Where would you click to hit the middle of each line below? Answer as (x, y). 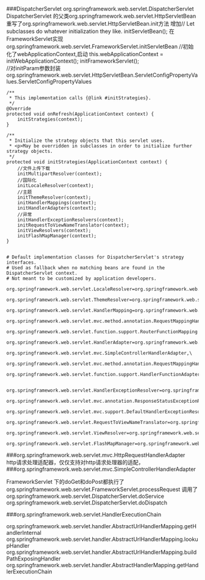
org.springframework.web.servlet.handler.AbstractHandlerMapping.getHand (103, 565)
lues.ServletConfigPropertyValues (49, 81)
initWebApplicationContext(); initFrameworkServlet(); (73, 61)
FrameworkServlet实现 (35, 39)
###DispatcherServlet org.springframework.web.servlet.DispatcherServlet (100, 9)
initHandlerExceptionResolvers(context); (70, 220)
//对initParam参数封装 (34, 68)
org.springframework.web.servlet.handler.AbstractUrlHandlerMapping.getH (102, 526)
